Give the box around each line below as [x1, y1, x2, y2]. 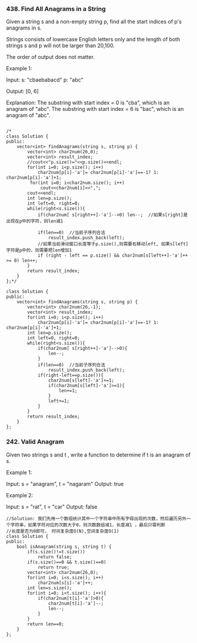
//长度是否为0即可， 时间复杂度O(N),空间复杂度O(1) [6, 528, 119, 534]
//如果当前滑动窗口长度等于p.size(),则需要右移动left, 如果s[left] [37, 241, 189, 247]
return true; [37, 564, 69, 570]
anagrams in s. [6, 24, 42, 31]
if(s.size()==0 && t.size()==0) [27, 559, 107, 565]
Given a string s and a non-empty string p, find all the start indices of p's [6, 18, 182, 25]
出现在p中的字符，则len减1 [6, 218, 64, 224]
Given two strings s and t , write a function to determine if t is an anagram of [6, 451, 191, 458]
